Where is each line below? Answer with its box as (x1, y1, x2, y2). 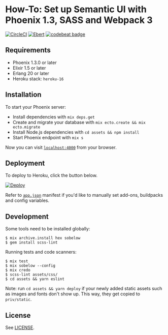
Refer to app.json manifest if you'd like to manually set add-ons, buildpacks (5, 192, 163, 198)
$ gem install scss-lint (5, 240, 58, 245)
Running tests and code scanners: (5, 249, 77, 255)
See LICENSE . (5, 324, 35, 330)
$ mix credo (5, 268, 30, 273)
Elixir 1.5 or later (12, 65, 46, 71)
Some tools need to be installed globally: (5, 226, 90, 232)
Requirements (5, 46, 51, 54)
